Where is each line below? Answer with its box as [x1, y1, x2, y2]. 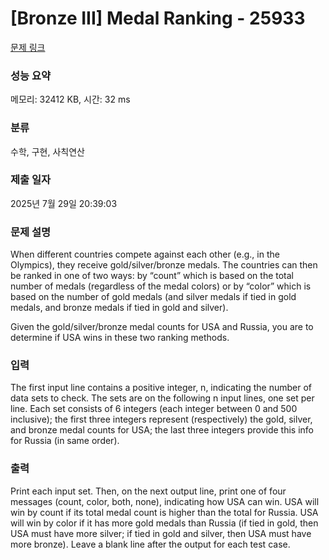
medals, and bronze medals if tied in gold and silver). [10, 302, 229, 314]
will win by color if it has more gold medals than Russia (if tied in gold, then [10, 517, 319, 529]
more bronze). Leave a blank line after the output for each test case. [10, 538, 291, 550]
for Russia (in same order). [10, 435, 120, 447]
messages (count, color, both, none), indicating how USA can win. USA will [10, 495, 320, 507]
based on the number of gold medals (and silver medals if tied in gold [10, 291, 297, 303]
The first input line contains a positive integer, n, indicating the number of [10, 382, 313, 394]
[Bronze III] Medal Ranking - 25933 [10, 7, 306, 30]
